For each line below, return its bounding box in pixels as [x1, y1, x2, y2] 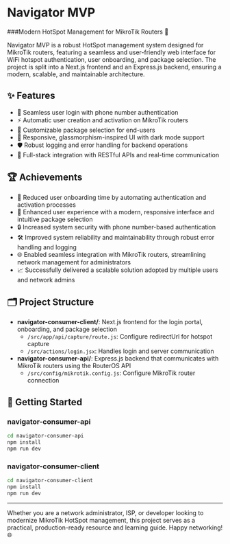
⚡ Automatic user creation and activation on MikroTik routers [16, 115, 188, 124]
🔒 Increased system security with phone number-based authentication [16, 223, 216, 231]
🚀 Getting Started [7, 396, 83, 408]
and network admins [16, 275, 75, 284]
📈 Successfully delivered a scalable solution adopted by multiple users [16, 266, 218, 274]
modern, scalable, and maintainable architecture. [7, 70, 145, 78]
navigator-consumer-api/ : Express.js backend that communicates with [16, 354, 219, 363]
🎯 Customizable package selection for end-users [16, 126, 155, 134]
